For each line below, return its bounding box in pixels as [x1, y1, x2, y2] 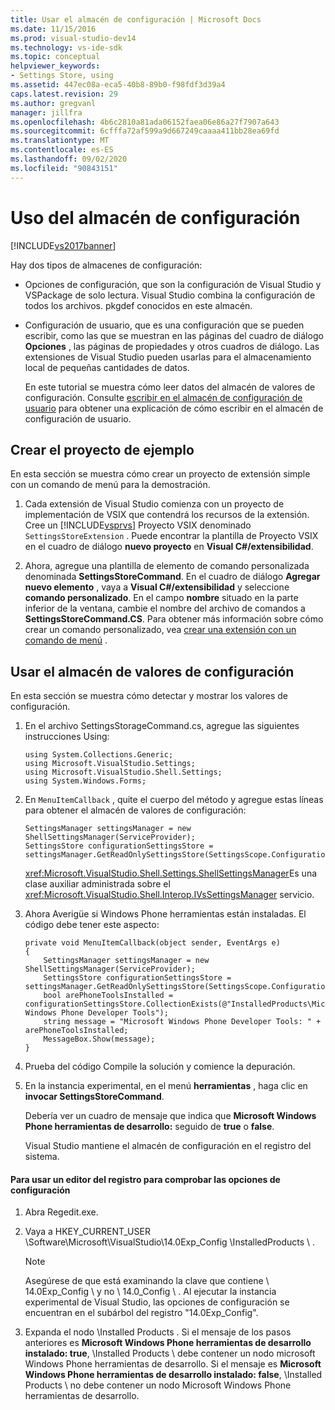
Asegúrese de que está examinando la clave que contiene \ [24, 1275, 270, 1287]
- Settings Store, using [10, 71, 114, 81]
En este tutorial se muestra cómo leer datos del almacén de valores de [24, 381, 316, 393]
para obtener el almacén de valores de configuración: [24, 804, 247, 816]
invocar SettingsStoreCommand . [24, 1091, 165, 1103]
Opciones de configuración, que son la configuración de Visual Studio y [24, 278, 322, 290]
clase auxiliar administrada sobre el [24, 878, 171, 890]
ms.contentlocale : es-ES [10, 145, 114, 155]
